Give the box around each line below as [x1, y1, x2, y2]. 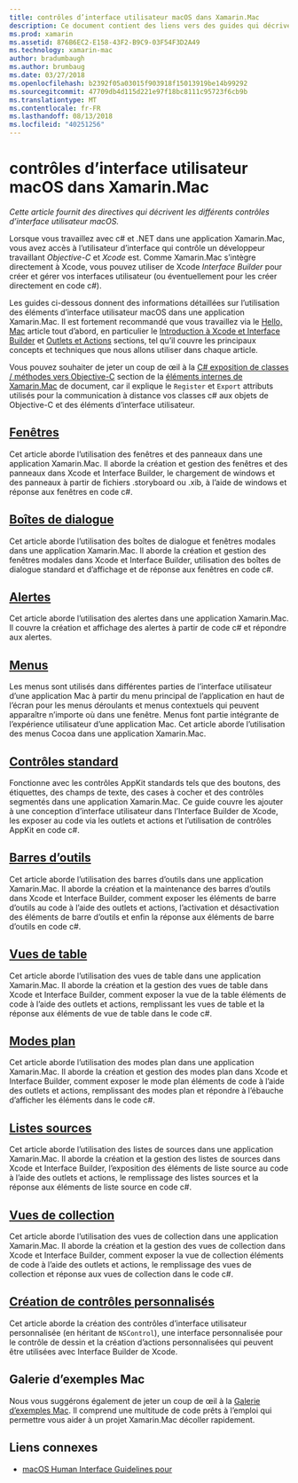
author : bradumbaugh [9, 54, 86, 63]
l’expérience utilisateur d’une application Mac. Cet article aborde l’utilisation [9, 719, 286, 730]
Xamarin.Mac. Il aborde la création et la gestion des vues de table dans [9, 979, 269, 990]
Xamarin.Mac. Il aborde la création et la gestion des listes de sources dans [9, 1154, 281, 1165]
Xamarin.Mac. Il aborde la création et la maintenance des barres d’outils [9, 883, 271, 894]
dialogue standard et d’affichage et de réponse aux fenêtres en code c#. [9, 564, 274, 575]
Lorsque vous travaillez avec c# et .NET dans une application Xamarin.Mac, [9, 232, 286, 244]
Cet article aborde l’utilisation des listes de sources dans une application [9, 1144, 274, 1155]
